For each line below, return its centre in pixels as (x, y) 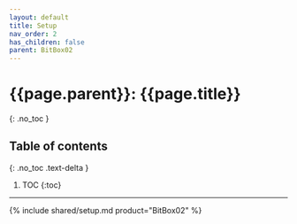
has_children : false (47, 42)
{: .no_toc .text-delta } (49, 167)
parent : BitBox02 (41, 50)
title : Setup (33, 26)
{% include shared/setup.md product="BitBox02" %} (106, 210)
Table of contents (58, 147)
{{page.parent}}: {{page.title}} (125, 94)
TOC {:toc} (42, 185)
